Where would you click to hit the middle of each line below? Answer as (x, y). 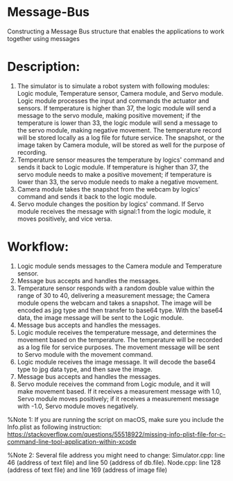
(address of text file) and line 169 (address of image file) (87, 470)
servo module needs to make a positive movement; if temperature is (114, 174)
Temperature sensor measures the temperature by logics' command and (121, 160)
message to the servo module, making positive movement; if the (109, 115)
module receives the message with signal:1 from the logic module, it (114, 211)
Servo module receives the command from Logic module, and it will (113, 384)
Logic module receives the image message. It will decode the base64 (116, 362)
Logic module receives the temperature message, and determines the (117, 332)
